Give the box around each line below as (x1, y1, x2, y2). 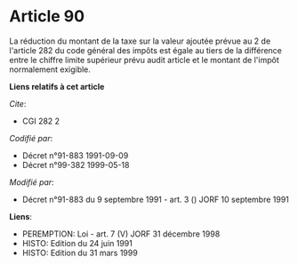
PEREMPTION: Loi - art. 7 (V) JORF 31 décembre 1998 (21, 229, 221, 239)
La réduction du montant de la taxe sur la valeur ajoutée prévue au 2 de (9, 36, 271, 46)
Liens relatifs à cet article (9, 81, 105, 92)
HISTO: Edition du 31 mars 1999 (21, 247, 138, 258)
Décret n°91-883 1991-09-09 (21, 149, 129, 161)
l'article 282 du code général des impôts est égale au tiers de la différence (9, 44, 283, 55)
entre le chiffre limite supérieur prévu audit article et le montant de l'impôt (9, 54, 279, 65)
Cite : (9, 98, 27, 108)
